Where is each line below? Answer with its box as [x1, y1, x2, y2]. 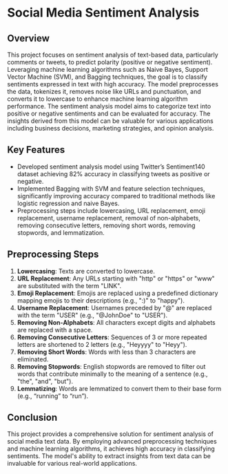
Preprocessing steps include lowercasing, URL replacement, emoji [17, 206, 205, 215]
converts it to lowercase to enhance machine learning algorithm [7, 95, 188, 103]
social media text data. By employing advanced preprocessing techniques [7, 437, 217, 446]
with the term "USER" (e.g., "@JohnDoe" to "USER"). [17, 311, 167, 319]
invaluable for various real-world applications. [7, 459, 138, 468]
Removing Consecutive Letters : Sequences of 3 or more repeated [17, 333, 207, 341]
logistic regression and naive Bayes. [17, 199, 120, 207]
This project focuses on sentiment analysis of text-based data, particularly [7, 50, 218, 59]
